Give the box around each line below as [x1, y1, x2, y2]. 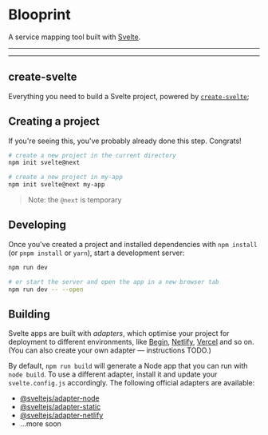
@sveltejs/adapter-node [19, 393, 100, 403]
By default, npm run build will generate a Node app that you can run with [8, 361, 248, 371]
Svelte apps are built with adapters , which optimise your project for [8, 329, 230, 338]
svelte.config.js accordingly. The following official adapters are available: [8, 378, 255, 388]
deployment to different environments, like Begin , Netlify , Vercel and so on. [8, 337, 254, 347]
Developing [8, 218, 66, 232]
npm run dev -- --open [8, 285, 84, 293]
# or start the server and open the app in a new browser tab [8, 277, 219, 285]
